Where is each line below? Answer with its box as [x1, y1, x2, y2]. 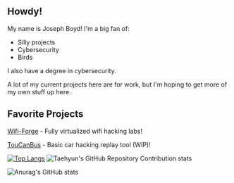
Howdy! [7, 6, 43, 18]
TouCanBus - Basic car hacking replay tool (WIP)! [7, 140, 151, 149]
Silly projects [17, 38, 56, 46]
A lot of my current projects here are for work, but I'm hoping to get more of [7, 80, 228, 89]
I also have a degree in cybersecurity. [7, 66, 116, 75]
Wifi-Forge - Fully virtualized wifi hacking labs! [7, 127, 143, 135]
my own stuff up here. [7, 87, 72, 96]
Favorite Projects [7, 108, 84, 120]
